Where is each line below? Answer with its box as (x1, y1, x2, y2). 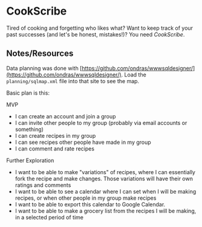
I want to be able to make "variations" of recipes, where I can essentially (15, 168, 195, 175)
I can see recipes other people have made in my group (15, 138, 151, 146)
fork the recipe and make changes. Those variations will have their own (15, 175, 194, 182)
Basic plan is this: (6, 89, 50, 97)
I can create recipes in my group (15, 132, 96, 139)
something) (15, 126, 44, 133)
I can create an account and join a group (15, 112, 116, 120)
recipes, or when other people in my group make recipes (15, 194, 157, 202)
